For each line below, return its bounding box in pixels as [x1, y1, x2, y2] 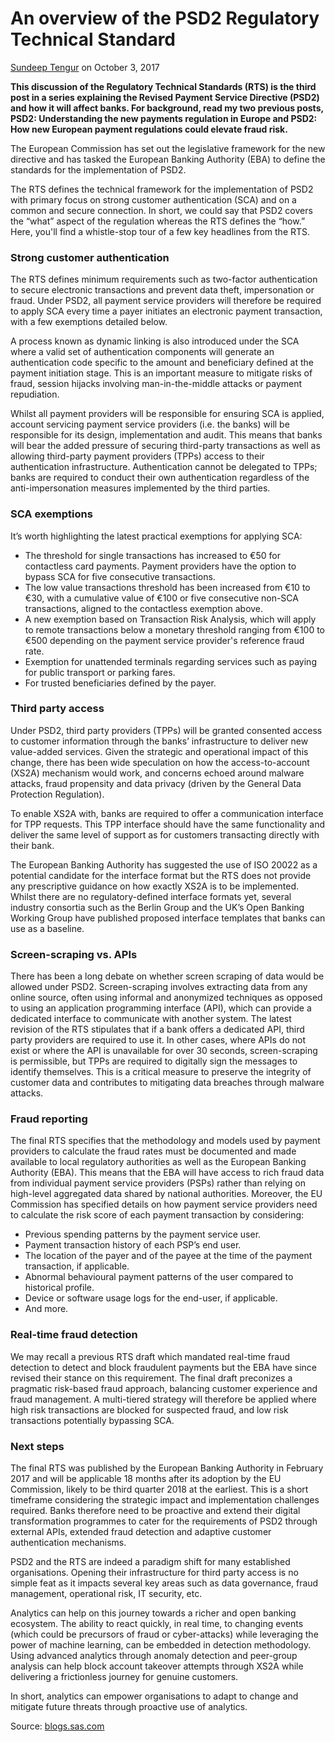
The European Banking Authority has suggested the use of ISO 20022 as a [10, 858, 318, 871]
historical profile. [24, 1282, 95, 1294]
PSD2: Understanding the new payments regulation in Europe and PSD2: [10, 112, 318, 124]
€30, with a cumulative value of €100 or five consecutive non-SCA [24, 592, 299, 604]
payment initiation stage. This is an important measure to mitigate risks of [10, 367, 313, 379]
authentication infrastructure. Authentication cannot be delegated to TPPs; [10, 461, 318, 473]
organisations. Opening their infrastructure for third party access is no [10, 1567, 299, 1579]
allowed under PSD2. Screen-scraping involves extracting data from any [10, 981, 308, 993]
